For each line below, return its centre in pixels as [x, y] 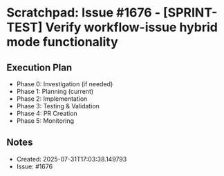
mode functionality [62, 42]
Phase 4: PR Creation [47, 113]
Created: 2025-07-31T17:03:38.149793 [72, 159]
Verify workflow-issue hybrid [132, 27]
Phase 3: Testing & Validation [58, 106]
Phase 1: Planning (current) [55, 91]
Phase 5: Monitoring [45, 121]
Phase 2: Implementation [52, 99]
